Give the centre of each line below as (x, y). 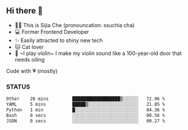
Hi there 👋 (25, 11)
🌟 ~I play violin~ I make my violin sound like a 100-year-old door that (98, 53)
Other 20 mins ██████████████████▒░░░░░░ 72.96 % (86, 99)
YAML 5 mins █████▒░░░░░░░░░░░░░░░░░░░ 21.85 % (86, 104)
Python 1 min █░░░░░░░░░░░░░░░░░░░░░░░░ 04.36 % (86, 110)
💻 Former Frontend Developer (52, 32)
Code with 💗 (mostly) (32, 71)
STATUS (18, 86)
